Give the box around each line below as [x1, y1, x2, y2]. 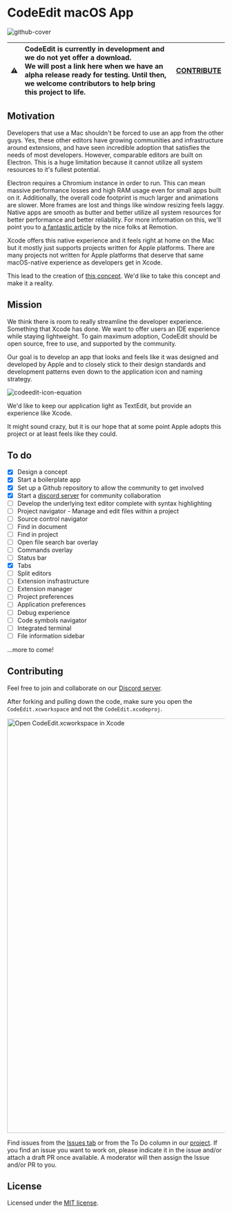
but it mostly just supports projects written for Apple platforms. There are [7, 243, 215, 251]
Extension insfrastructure [17, 577, 90, 585]
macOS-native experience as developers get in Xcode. [7, 258, 163, 267]
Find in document [17, 522, 68, 531]
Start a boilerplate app [17, 475, 81, 484]
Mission [7, 299, 43, 311]
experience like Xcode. [7, 409, 72, 417]
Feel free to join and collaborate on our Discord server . [7, 684, 162, 692]
